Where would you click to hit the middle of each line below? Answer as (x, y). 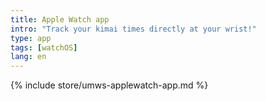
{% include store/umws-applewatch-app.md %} (109, 85)
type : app (31, 38)
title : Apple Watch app (60, 19)
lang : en (28, 57)
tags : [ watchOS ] (44, 47)
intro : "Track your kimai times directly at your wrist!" (133, 29)
